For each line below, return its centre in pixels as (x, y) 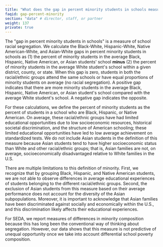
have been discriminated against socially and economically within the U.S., (80, 204)
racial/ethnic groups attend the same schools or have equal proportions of (79, 77)
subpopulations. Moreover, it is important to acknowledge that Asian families (81, 199)
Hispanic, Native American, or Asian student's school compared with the (78, 93)
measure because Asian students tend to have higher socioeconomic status (81, 143)
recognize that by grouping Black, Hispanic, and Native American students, (80, 173)
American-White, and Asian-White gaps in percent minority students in (76, 52)
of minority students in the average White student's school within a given (78, 67)
